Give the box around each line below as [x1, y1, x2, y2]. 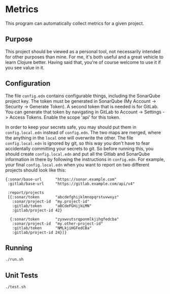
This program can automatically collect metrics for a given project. [5, 20, 145, 26]
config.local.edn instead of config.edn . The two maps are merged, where [5, 129, 161, 135]
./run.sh [5, 257, 24, 262]
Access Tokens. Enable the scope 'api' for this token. [9, 114, 121, 120]
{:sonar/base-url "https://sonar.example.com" [5, 177, 117, 182]
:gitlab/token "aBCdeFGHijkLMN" [12, 203, 92, 208]
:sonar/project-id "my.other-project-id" [12, 221, 103, 226]
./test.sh [5, 284, 26, 289]
